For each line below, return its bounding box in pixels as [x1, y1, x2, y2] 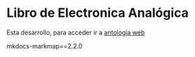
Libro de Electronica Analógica [6, 5, 189, 21]
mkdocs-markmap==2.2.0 [6, 42, 83, 50]
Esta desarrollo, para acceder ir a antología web [6, 28, 145, 37]
